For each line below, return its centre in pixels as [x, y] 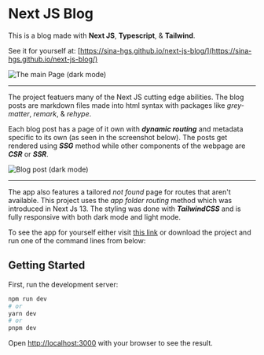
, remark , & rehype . [60, 113]
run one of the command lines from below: [77, 240]
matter [19, 113]
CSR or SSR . [28, 153]
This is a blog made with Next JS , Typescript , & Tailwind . [102, 35]
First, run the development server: [63, 284]
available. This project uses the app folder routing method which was [120, 200]
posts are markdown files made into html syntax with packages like [117, 105]
